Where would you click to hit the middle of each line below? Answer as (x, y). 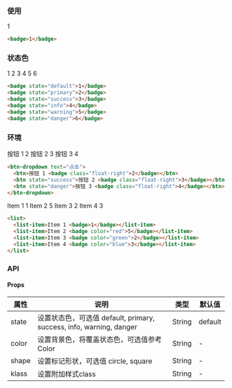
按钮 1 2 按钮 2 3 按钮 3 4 (43, 154)
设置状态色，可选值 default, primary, (96, 317)
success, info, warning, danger (87, 326)
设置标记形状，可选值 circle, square (95, 361)
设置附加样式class (67, 373)
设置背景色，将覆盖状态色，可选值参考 (100, 339)
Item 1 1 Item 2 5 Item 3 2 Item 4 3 (55, 206)
